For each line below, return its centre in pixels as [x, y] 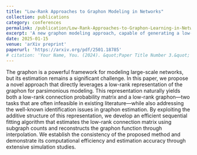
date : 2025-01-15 [27, 39]
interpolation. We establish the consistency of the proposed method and [93, 134]
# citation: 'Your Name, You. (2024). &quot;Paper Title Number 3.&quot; [98, 55]
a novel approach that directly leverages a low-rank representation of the [94, 84]
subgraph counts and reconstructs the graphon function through [84, 128]
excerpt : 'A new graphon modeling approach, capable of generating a [93, 33]
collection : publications [38, 17]
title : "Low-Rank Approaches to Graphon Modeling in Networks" [85, 11]
